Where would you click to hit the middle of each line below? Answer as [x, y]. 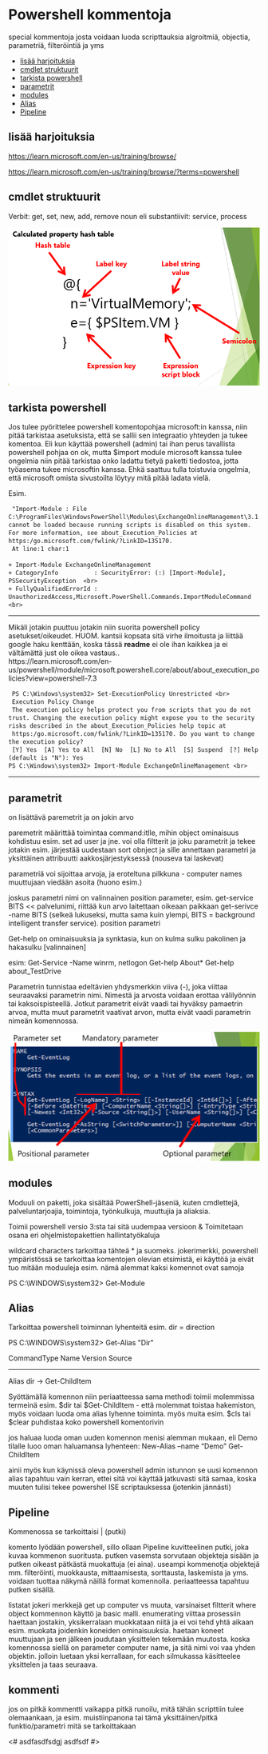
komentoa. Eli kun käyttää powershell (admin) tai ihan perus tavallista [122, 444]
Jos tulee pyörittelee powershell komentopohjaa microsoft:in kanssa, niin [128, 427]
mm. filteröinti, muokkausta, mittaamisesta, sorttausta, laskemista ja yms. [128, 1572]
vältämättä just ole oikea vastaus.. [64, 653]
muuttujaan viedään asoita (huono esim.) [75, 882]
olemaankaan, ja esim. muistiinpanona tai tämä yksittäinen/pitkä [113, 1717]
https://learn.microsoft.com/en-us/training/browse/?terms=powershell [124, 172]
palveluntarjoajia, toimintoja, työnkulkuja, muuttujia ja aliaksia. [109, 1211]
